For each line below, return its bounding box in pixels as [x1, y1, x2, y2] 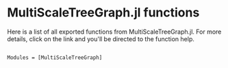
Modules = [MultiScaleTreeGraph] [7, 54, 103, 61]
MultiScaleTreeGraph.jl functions [7, 5, 200, 21]
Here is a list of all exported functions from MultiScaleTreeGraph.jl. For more [7, 27, 222, 36]
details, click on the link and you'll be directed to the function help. [7, 34, 195, 43]
